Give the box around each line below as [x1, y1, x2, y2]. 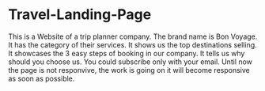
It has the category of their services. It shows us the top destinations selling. [8, 40, 257, 49]
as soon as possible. [8, 74, 75, 83]
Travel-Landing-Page [8, 6, 152, 24]
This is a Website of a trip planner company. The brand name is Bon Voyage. [8, 32, 258, 41]
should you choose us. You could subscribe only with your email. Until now [8, 57, 253, 66]
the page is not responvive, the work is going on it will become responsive [8, 65, 251, 74]
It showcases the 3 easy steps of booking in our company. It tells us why [8, 48, 245, 58]
